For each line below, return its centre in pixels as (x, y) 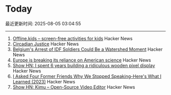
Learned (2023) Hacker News (44, 81)
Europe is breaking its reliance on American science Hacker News (82, 60)
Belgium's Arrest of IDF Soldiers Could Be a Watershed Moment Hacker (88, 49)
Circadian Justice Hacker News (46, 44)
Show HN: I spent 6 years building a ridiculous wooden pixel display (84, 65)
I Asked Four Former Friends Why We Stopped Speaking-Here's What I (87, 76)
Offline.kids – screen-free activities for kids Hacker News (73, 38)
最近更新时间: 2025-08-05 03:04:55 (43, 23)
